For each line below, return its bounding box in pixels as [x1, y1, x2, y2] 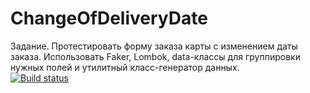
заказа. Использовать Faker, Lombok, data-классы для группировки [10, 50, 301, 62]
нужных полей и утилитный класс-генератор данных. [10, 61, 240, 73]
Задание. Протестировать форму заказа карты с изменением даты [10, 40, 298, 52]
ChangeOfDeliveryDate [10, 7, 208, 30]
